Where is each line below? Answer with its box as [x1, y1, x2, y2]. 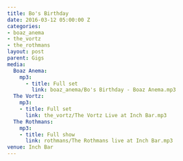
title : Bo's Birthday [7, 10, 69, 17]
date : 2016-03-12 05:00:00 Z [7, 16, 90, 23]
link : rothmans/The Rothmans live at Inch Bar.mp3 [25, 138, 173, 145]
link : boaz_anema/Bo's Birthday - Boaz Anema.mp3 [32, 86, 176, 93]
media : [7, 61, 26, 68]
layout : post [7, 49, 45, 55]
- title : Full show [19, 131, 75, 138]
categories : [7, 23, 41, 29]
